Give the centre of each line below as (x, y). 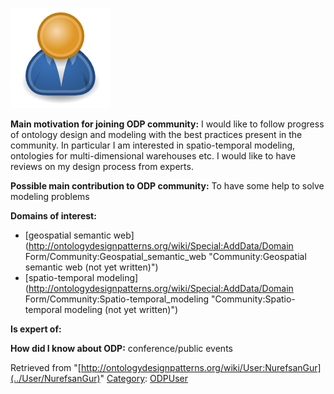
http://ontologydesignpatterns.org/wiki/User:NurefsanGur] (201, 367)
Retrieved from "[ (46, 367)
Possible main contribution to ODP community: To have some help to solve (167, 186)
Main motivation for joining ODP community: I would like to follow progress (167, 124)
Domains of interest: (53, 216)
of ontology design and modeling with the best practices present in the (156, 134)
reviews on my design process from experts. (102, 166)
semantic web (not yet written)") (91, 267)
